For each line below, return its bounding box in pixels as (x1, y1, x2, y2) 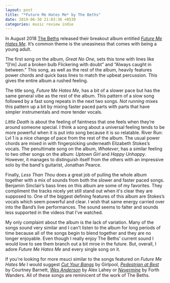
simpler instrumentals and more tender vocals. (5, 109, 103, 115)
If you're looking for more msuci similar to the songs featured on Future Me (5, 256, 162, 262)
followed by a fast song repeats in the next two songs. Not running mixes (5, 98, 158, 104)
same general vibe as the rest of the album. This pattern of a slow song (5, 93, 155, 99)
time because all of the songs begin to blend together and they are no (5, 230, 151, 236)
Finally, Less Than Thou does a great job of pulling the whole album (5, 172, 147, 178)
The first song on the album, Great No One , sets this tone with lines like (5, 56, 154, 62)
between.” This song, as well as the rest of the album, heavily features (5, 67, 152, 73)
